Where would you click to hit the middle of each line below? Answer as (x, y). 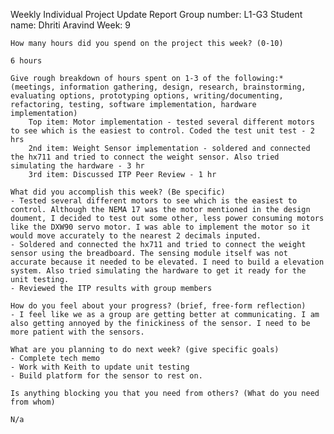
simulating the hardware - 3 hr (77, 166)
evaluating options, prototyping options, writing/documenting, (147, 96)
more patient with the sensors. (77, 332)
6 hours (26, 61)
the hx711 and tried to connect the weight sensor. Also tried (145, 157)
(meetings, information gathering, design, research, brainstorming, (158, 87)
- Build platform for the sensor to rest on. (106, 376)
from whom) (33, 402)
